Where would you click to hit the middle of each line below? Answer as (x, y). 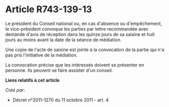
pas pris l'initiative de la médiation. (41, 55)
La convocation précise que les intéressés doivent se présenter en (75, 65)
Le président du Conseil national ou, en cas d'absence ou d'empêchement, (84, 23)
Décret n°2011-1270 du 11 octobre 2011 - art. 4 (61, 100)
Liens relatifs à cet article (32, 80)
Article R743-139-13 (49, 9)
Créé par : (15, 90)
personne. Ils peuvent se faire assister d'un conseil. (59, 70)
